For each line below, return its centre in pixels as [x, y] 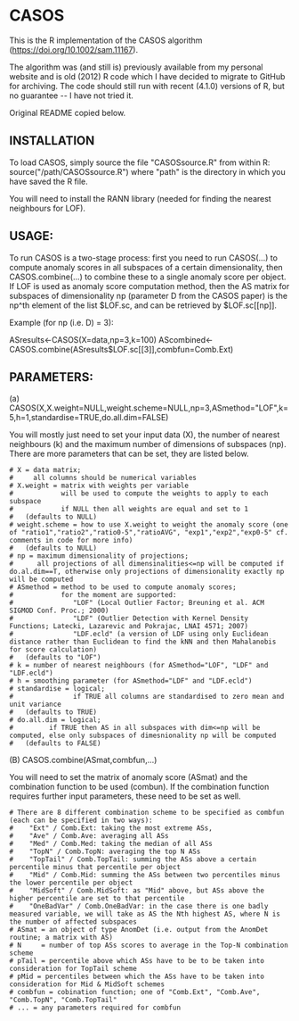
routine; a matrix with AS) [61, 938]
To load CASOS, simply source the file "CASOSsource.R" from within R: [140, 162]
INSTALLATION [52, 141]
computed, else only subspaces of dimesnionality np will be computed [143, 736]
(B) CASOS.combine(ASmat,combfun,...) [83, 760]
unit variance [36, 705]
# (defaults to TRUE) [53, 712]
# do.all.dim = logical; [55, 720]
